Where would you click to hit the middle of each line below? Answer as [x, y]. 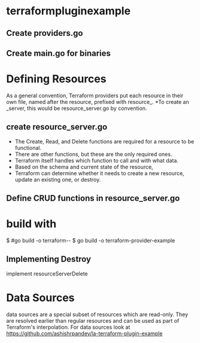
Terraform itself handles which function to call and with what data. [96, 160]
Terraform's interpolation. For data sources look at [68, 327]
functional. [28, 148]
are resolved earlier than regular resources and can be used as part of [93, 320]
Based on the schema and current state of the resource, [84, 167]
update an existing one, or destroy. [58, 179]
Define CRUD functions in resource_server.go [93, 198]
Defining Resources [56, 79]
